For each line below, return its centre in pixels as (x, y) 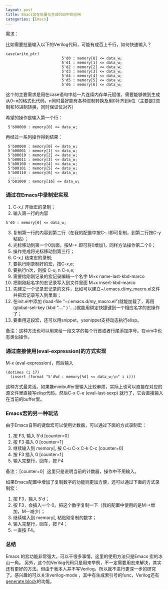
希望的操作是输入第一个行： (34, 117)
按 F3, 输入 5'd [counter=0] (41, 436)
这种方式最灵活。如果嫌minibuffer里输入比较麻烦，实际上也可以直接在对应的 (84, 386)
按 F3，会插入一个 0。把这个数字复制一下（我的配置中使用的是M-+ (82, 505)
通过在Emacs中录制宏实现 (37, 195)
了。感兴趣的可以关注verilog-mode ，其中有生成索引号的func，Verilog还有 (82, 575)
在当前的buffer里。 (25, 399)
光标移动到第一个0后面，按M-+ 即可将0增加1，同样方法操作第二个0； (84, 245)
